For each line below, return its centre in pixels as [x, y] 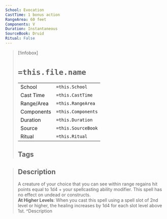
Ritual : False [20, 39]
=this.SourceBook [77, 128]
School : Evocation [25, 10]
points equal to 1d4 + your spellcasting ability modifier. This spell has [90, 190]
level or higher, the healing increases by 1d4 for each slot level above [90, 206]
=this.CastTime [74, 95]
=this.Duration [74, 120]
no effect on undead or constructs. [54, 195]
